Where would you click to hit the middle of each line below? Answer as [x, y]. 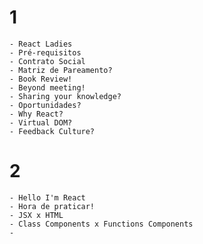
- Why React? [36, 114]
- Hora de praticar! [52, 206]
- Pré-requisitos [45, 52]
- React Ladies [41, 44]
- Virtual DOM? [41, 122]
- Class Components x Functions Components [101, 224]
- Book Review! [41, 79]
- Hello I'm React [47, 197]
